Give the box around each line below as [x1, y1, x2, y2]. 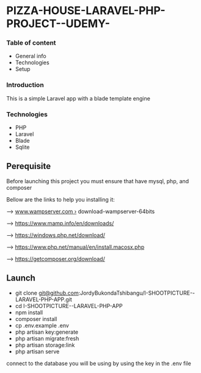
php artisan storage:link [15, 341, 75, 349]
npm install [15, 309, 43, 316]
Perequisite [6, 161, 51, 171]
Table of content [6, 39, 56, 47]
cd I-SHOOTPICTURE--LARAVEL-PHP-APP [15, 302, 123, 309]
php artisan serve [15, 347, 60, 355]
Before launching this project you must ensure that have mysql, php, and [6, 177, 189, 184]
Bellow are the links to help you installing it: [6, 195, 115, 203]
